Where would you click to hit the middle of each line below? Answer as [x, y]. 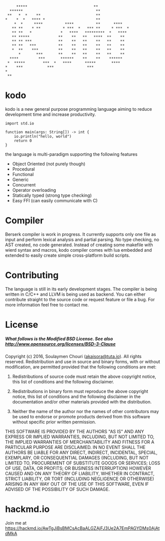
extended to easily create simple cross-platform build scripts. [68, 255]
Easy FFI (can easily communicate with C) [55, 200]
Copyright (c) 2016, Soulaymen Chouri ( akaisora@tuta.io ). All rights [73, 356]
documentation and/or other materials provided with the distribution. [82, 402]
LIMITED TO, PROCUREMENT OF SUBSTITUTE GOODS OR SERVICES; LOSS [83, 463]
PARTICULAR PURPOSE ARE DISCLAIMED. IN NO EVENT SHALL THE [75, 447]
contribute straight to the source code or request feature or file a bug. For [80, 299]
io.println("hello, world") [43, 136]
